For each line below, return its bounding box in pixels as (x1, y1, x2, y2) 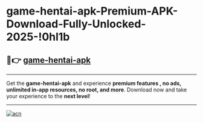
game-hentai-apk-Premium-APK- (6, 4, 178, 18)
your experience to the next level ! (6, 93, 91, 99)
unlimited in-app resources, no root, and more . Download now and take (6, 86, 187, 93)
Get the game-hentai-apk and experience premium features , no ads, (6, 80, 182, 87)
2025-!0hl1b (6, 30, 70, 44)
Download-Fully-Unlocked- (6, 17, 146, 31)
